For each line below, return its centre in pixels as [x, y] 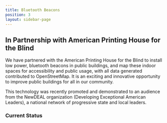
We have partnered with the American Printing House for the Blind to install [84, 60]
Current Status [24, 116]
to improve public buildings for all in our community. [60, 82]
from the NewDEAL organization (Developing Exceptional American [76, 97]
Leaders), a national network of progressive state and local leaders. [76, 103]
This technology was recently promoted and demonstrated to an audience [83, 91]
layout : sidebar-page [28, 19]
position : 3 [18, 15]
